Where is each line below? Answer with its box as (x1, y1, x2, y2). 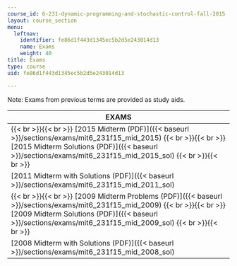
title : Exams (7, 57, 46, 64)
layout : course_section (7, 17, 78, 24)
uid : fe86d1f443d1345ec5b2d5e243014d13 (7, 69, 125, 76)
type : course (7, 63, 46, 70)
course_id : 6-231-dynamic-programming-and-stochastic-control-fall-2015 (7, 10, 226, 18)
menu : (7, 23, 23, 30)
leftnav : (13, 30, 39, 37)
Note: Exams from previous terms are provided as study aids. (7, 95, 186, 103)
